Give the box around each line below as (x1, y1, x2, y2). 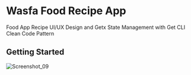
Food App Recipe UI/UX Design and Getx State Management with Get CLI (6, 24, 186, 31)
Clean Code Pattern (6, 30, 55, 37)
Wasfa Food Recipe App (6, 4, 126, 18)
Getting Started (6, 47, 65, 57)
